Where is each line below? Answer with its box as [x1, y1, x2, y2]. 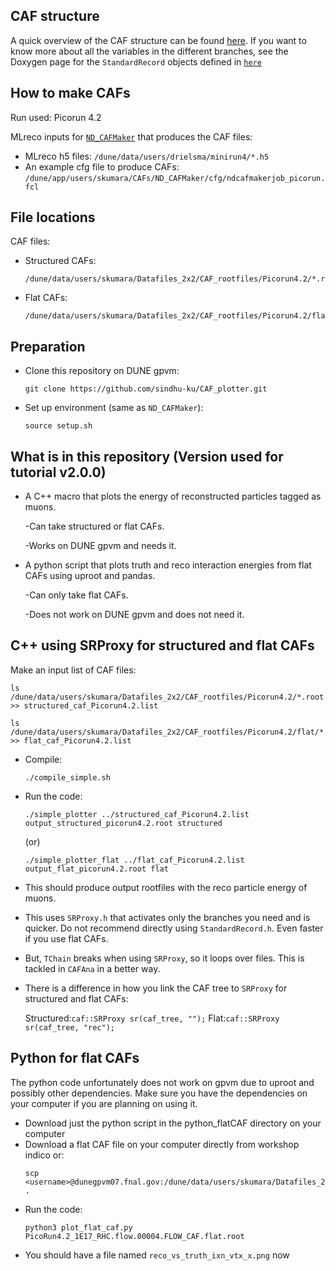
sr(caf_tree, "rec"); [24, 1022, 115, 1033]
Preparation [10, 338, 86, 355]
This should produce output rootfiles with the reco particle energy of [24, 881, 308, 893]
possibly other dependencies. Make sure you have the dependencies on [10, 1087, 308, 1099]
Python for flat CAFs [10, 1050, 140, 1067]
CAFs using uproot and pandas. [24, 570, 156, 582]
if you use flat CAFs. [24, 932, 109, 944]
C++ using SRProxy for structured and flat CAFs [10, 637, 315, 654]
